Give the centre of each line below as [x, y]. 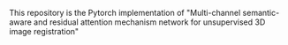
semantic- [261, 13]
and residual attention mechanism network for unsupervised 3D [150, 22]
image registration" [44, 31]
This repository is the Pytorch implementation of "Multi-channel [125, 13]
